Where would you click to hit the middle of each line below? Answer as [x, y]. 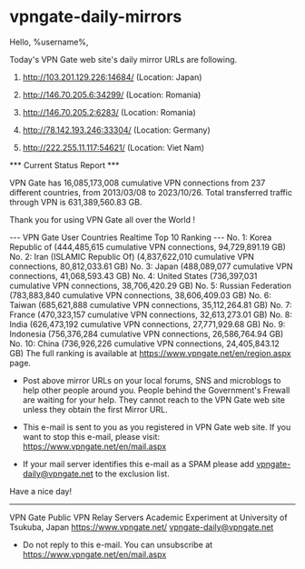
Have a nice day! [41, 491]
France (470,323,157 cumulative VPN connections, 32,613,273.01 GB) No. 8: [151, 314]
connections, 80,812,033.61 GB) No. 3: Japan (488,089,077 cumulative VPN [151, 266]
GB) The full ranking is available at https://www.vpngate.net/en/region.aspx [150, 353]
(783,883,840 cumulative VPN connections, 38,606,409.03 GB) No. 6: [141, 295]
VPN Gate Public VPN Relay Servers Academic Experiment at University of [148, 517]
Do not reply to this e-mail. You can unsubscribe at [118, 544]
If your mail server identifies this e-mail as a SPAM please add [138, 464]
